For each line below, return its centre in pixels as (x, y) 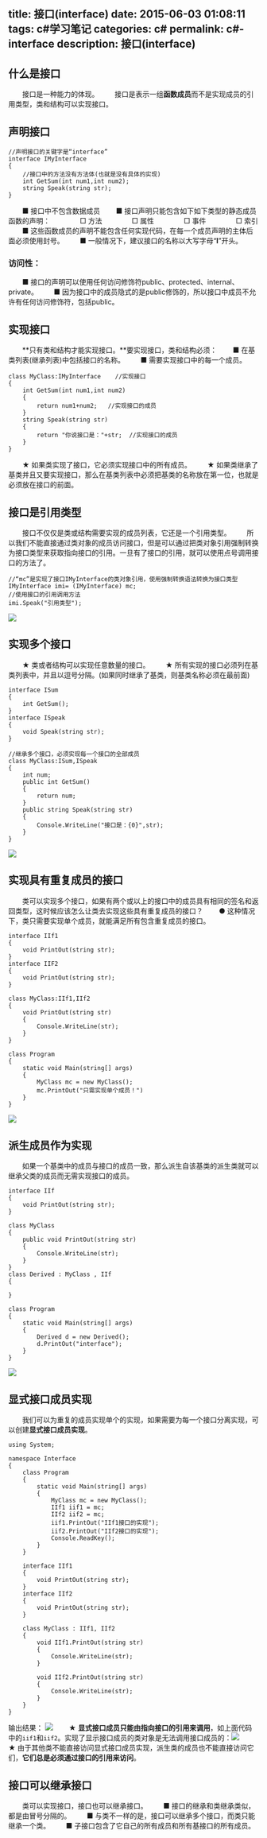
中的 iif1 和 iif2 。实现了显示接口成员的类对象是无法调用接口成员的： (120, 1738)
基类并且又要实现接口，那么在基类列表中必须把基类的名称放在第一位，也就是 (133, 475)
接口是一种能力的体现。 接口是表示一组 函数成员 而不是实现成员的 (134, 95)
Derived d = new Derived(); (83, 1337)
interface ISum (33, 690)
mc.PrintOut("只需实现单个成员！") (90, 1090)
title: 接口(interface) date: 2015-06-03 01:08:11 (127, 14)
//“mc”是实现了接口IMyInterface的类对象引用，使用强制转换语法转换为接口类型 (123, 579)
